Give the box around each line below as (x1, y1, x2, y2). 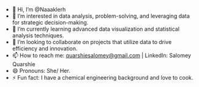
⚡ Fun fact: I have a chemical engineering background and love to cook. (12, 74, 193, 81)
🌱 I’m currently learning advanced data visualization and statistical (12, 25, 179, 32)
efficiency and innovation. (12, 45, 78, 52)
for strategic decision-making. (12, 19, 89, 26)
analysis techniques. (12, 32, 64, 39)
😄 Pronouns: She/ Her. (12, 67, 70, 74)
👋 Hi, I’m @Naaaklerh (12, 6, 66, 13)
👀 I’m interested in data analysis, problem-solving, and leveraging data (12, 12, 190, 20)
